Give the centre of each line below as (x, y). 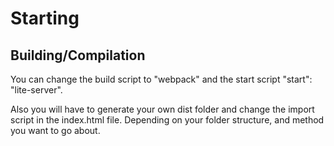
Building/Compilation (78, 55)
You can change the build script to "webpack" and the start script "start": (161, 79)
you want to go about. (55, 130)
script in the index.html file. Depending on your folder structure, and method (167, 120)
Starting (45, 18)
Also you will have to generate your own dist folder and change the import (162, 109)
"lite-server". (36, 90)
